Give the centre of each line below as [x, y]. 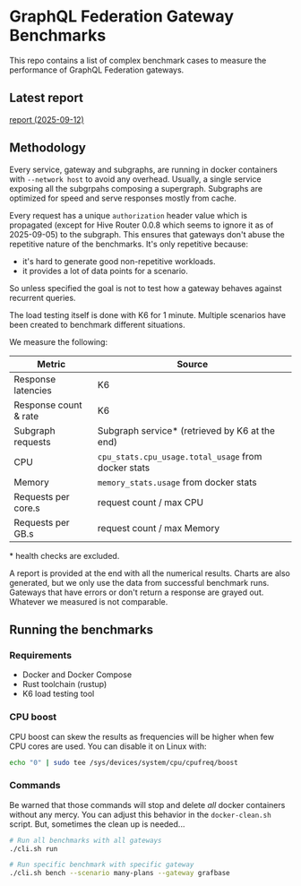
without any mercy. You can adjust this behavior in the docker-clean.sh [140, 814]
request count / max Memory [159, 528]
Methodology [48, 148]
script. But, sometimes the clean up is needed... [97, 824]
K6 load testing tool [58, 694]
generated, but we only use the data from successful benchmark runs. [139, 582]
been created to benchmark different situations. [97, 324]
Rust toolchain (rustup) [64, 684]
